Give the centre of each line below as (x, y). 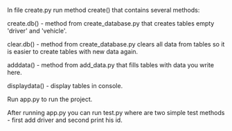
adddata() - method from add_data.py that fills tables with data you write (111, 65)
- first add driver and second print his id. (65, 120)
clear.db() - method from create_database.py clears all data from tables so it (116, 44)
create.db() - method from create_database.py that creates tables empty (111, 23)
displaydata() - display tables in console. (65, 86)
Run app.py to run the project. (50, 99)
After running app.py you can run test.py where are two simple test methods (116, 113)
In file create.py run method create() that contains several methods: (104, 10)
